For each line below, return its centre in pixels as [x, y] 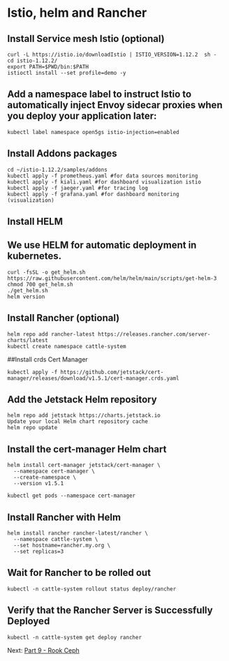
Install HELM [35, 222]
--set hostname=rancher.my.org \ [62, 546]
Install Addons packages [62, 154]
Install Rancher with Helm [64, 517]
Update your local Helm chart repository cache [78, 422]
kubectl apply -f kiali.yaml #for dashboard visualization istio [104, 182]
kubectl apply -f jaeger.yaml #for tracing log [78, 188]
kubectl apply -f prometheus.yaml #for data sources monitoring [103, 176]
